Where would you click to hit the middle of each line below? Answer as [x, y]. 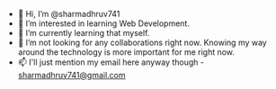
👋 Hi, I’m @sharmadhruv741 [69, 14]
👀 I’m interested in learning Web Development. [104, 23]
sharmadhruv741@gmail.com [71, 75]
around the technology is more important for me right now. [126, 52]
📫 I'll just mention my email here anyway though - [111, 62]
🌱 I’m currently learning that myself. [84, 33]
